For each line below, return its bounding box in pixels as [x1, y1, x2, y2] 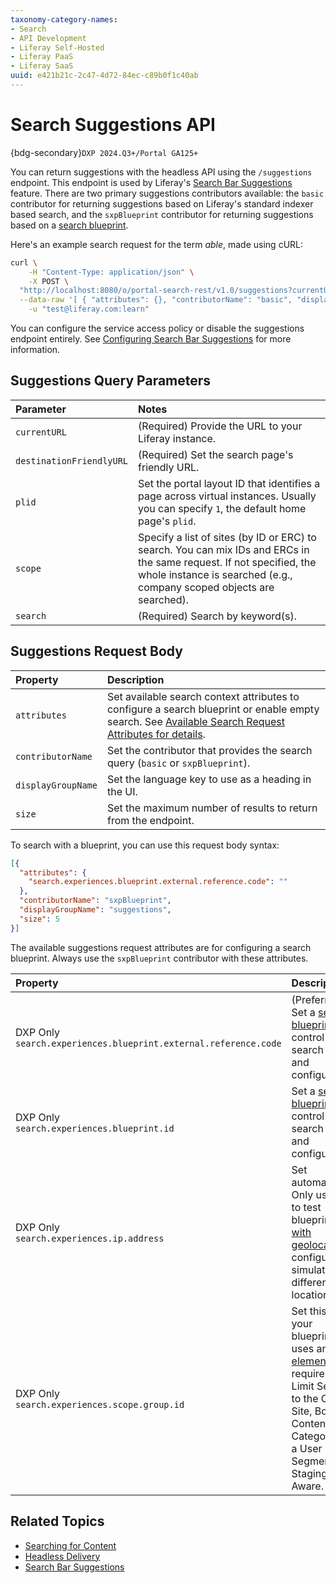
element [291, 1354, 330, 1368]
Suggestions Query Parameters [10, 372, 212, 390]
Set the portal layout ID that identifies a [138, 476, 321, 490]
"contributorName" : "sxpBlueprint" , [19, 896, 172, 906]
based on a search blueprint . [10, 219, 129, 231]
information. [10, 344, 61, 356]
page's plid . [138, 514, 197, 528]
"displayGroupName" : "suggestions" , [19, 905, 172, 915]
